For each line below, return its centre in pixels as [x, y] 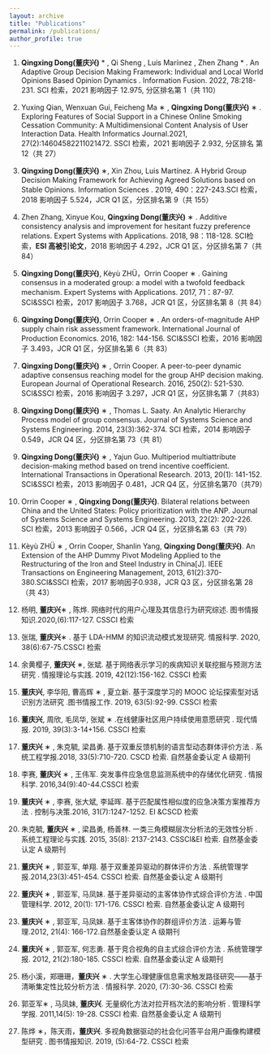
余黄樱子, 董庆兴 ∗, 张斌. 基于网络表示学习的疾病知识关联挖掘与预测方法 [141, 665]
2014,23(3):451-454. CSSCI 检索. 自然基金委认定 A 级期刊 [127, 877]
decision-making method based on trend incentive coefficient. [125, 466]
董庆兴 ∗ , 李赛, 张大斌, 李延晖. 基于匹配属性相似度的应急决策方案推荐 [137, 802]
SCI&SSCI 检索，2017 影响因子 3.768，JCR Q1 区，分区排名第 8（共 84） [143, 302]
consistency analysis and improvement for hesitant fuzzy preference [135, 226]
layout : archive [37, 16]
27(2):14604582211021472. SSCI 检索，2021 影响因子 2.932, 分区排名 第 [142, 144]
